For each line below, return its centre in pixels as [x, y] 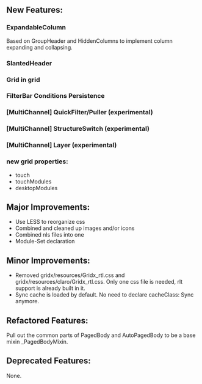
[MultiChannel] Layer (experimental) [62, 145]
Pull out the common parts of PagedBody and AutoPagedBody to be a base [101, 335]
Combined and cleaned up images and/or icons [75, 228]
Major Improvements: [48, 207]
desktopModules [36, 188]
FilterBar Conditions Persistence [56, 96]
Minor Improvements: [48, 260]
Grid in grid [23, 79]
